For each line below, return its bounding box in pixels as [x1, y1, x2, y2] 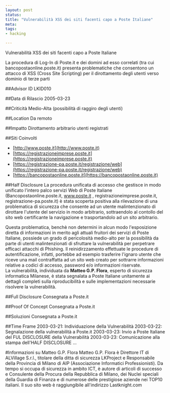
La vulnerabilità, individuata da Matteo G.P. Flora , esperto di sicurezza [5, 268, 153, 273]
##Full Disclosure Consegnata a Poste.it [5, 294, 89, 300]
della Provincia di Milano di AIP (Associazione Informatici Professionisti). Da [5, 360, 163, 366]
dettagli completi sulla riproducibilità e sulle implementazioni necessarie [5, 278, 156, 284]
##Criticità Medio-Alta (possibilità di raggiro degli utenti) [5, 106, 123, 111]
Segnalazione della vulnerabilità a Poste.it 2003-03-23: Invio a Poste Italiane [5, 329, 165, 334]
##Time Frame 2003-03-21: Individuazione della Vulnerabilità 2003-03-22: [5, 323, 162, 329]
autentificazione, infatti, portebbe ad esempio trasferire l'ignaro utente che [5, 251, 161, 257]
